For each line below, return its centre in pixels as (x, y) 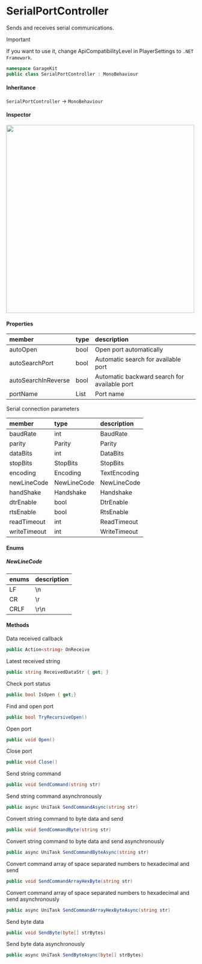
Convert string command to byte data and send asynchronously (85, 841)
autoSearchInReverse (40, 380)
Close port (19, 751)
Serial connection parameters (43, 409)
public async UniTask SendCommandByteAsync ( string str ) (78, 852)
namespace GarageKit (32, 68)
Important (18, 39)
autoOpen (23, 350)
